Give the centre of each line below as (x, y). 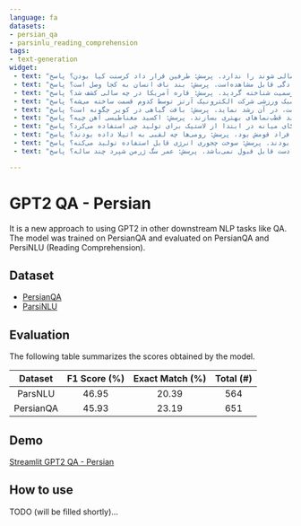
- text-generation (43, 59)
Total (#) (233, 379)
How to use (41, 490)
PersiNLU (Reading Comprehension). (77, 247)
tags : (19, 51)
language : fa (34, 18)
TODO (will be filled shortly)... (64, 512)
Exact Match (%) (170, 379)
